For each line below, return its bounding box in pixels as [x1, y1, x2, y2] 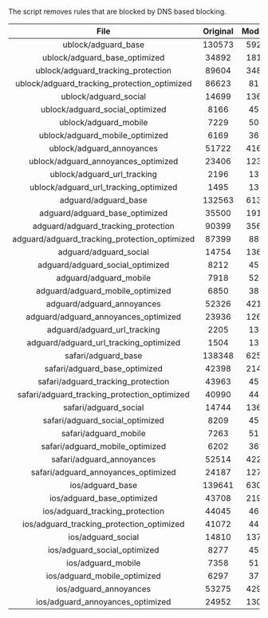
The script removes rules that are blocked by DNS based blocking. [8, 7, 227, 16]
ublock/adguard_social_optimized [41, 104, 167, 115]
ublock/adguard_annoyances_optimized [29, 155, 179, 167]
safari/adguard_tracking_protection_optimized [17, 389, 190, 400]
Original [203, 26, 234, 37]
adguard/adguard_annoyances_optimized [26, 311, 182, 322]
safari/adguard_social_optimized [42, 415, 165, 426]
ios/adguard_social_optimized [47, 545, 160, 555]
